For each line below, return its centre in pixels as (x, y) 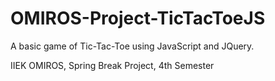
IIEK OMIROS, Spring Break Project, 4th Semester (112, 65)
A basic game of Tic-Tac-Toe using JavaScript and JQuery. (132, 46)
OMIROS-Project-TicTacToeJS (138, 18)
